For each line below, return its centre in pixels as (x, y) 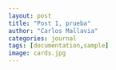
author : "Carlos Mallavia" (53, 31)
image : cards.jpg (37, 53)
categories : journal (43, 38)
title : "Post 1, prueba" (50, 23)
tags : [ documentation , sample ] (59, 46)
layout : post (30, 16)
